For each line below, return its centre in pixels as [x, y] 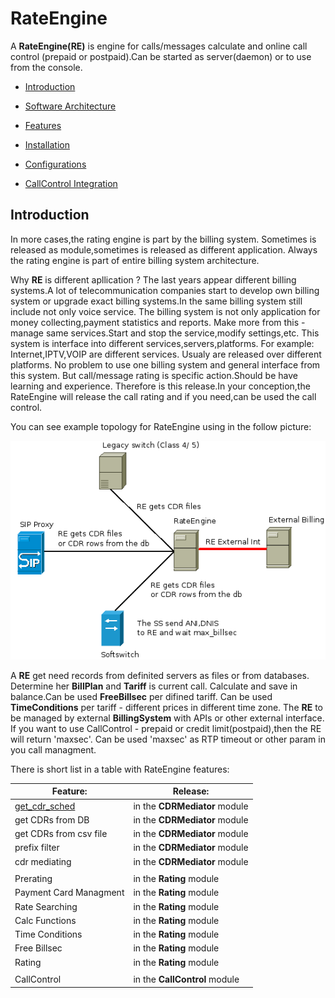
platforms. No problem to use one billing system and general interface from [165, 364]
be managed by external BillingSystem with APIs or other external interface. [167, 718]
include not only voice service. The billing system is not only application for [165, 311]
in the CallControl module [186, 979]
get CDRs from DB [52, 819]
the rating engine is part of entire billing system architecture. [135, 260]
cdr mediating [43, 861]
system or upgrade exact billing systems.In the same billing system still [156, 301]
